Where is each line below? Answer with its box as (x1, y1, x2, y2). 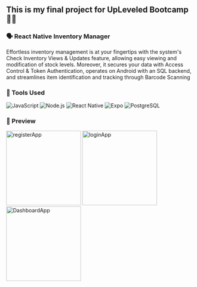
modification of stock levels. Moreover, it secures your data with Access (6, 61, 184, 68)
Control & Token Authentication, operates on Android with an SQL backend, (6, 67, 192, 74)
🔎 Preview (6, 116, 36, 125)
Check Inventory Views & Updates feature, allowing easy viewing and (6, 54, 177, 61)
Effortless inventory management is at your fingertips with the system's (6, 48, 182, 55)
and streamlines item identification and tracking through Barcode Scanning (6, 73, 190, 81)
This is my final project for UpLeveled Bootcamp (6, 5, 189, 15)
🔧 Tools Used (6, 88, 45, 97)
